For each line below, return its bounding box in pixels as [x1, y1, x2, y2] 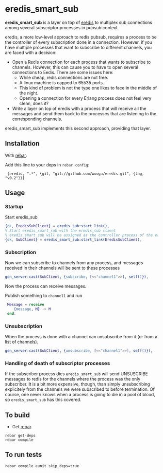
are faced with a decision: [5, 50, 57, 55]
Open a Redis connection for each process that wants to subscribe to [12, 59, 151, 65]
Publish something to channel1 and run [5, 293, 82, 299]
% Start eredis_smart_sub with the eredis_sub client [5, 228, 116, 233]
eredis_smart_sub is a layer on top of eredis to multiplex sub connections [5, 19, 153, 25]
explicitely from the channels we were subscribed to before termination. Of [5, 386, 155, 392]
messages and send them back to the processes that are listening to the [12, 110, 157, 116]
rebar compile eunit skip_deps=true [5, 463, 79, 468]
